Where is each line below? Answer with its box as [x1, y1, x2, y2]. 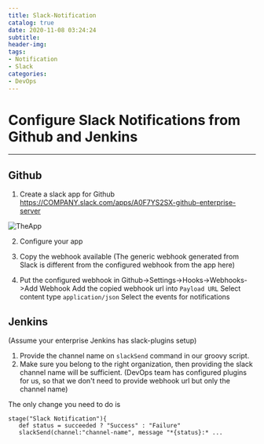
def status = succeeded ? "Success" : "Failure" [18, 422, 181, 430]
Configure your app [19, 237, 83, 246]
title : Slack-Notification [8, 11, 97, 20]
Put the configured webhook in [19, 276, 120, 285]
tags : [8, 48, 26, 56]
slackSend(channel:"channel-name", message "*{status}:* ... [18, 429, 223, 437]
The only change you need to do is [8, 400, 121, 409]
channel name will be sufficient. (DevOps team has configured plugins [19, 368, 247, 377]
